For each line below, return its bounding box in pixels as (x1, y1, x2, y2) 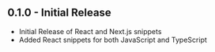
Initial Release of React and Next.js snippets (18, 26, 162, 36)
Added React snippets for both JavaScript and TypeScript (18, 35, 207, 44)
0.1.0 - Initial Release (7, 6, 111, 19)
